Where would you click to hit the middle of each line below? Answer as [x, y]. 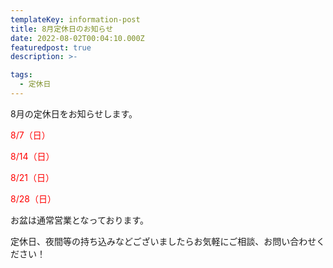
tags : [21, 75]
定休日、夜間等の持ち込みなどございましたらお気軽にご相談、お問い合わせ [163, 241]
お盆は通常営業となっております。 [80, 220]
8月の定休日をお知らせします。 [74, 113]
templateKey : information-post [75, 19]
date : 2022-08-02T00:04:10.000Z [77, 38]
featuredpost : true [51, 47]
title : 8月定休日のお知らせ [62, 29]
